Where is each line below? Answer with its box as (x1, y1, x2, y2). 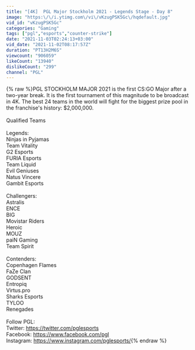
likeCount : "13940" (6, 58, 54, 64)
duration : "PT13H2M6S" (6, 47, 62, 53)
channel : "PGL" (6, 69, 44, 75)
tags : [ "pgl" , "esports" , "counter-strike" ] (6, 31, 112, 37)
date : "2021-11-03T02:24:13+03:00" (6, 36, 94, 42)
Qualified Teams (6, 117, 46, 124)
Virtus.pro (6, 287, 31, 294)
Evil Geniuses (6, 167, 40, 175)
